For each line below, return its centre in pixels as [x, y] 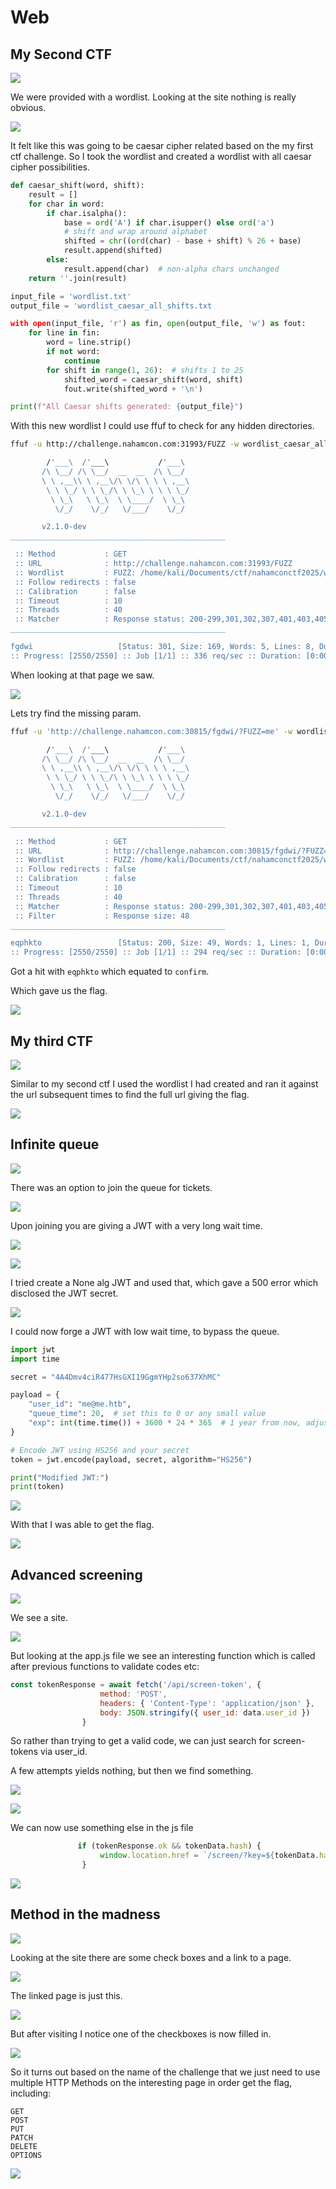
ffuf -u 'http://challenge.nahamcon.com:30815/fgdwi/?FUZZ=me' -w [151, 731]
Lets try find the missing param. [76, 713]
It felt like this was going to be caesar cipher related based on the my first [162, 145]
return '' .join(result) [78, 278]
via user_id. [63, 1752]
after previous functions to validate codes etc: [105, 1667]
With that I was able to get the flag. [82, 1525]
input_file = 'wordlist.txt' [71, 296]
